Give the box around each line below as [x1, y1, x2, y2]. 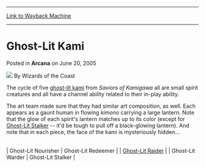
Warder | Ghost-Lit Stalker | [6, 154, 75, 161]
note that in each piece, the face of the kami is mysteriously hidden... [6, 128, 180, 135]
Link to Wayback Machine [6, 12, 71, 19]
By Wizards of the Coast [13, 72, 75, 80]
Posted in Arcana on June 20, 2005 [6, 59, 96, 67]
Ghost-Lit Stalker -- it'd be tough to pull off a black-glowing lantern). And [6, 122, 190, 129]
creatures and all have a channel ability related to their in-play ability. [6, 90, 179, 98]
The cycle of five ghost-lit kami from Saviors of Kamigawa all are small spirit [6, 84, 198, 91]
